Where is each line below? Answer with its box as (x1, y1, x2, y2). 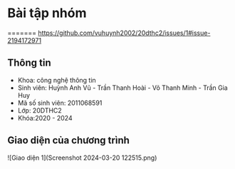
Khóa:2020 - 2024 (17, 113, 73, 122)
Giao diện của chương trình (7, 134, 130, 147)
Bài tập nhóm (7, 5, 87, 21)
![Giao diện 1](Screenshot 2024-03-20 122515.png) (7, 153, 157, 162)
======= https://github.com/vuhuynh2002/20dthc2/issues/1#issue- (7, 29, 211, 37)
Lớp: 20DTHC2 (17, 106, 62, 115)
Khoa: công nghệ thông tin (17, 76, 96, 84)
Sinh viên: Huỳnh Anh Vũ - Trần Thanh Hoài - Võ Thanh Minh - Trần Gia (17, 83, 228, 92)
